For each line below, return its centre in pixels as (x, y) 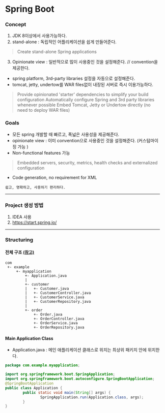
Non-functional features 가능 (41, 153)
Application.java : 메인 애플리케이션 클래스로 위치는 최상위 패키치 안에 (79, 350)
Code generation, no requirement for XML (55, 177)
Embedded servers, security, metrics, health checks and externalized (87, 162)
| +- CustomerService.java (55, 297)
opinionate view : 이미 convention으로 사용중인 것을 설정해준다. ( (75, 140)
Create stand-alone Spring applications (57, 52)
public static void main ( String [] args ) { (67, 392)
